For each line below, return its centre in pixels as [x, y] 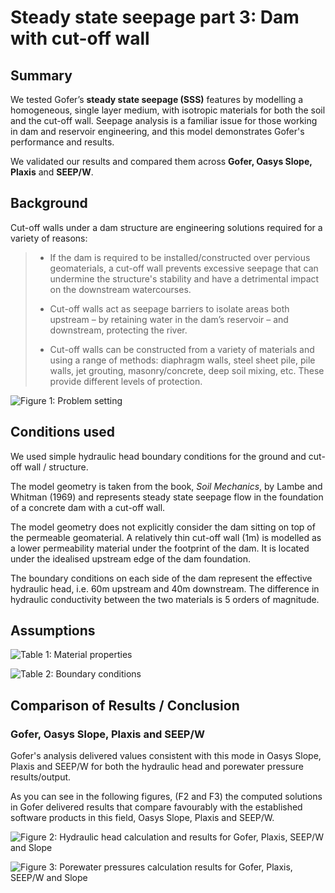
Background [49, 203]
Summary [41, 75]
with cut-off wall [80, 38]
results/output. [41, 777]
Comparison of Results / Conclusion [125, 705]
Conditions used [63, 432]
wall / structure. [56, 467]
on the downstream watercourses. [120, 289]
